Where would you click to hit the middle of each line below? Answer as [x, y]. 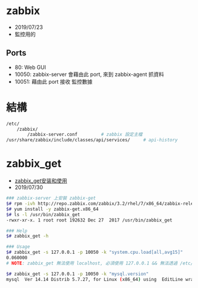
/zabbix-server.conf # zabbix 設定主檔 [85, 135]
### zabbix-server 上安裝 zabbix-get [51, 198]
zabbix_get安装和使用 [41, 181]
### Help [17, 231]
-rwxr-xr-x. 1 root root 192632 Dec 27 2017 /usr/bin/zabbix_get [89, 220]
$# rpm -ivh [21, 204]
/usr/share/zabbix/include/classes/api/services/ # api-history [92, 140]
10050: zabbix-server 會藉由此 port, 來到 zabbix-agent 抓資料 [89, 74]
